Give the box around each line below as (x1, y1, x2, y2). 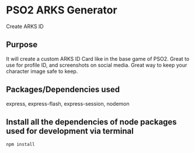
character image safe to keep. (6, 68, 78, 75)
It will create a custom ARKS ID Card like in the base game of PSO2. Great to (6, 55, 190, 62)
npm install (6, 141, 35, 148)
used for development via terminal (6, 126, 134, 136)
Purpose (6, 40, 38, 50)
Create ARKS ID (6, 23, 44, 30)
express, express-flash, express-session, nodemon (6, 100, 130, 107)
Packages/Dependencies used (6, 85, 120, 95)
